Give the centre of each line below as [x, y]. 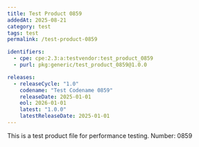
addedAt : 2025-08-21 [37, 20]
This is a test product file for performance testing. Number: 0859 [100, 135]
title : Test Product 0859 [44, 14]
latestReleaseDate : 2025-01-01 [65, 116]
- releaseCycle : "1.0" [46, 84]
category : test [29, 26]
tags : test [23, 33]
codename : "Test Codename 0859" [66, 90]
